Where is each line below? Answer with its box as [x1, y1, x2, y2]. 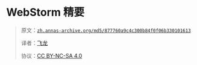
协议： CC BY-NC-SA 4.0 [20, 52, 83, 59]
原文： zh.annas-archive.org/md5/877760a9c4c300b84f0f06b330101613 [20, 26, 191, 34]
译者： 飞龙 [20, 39, 48, 46]
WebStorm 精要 [6, 5, 85, 19]
